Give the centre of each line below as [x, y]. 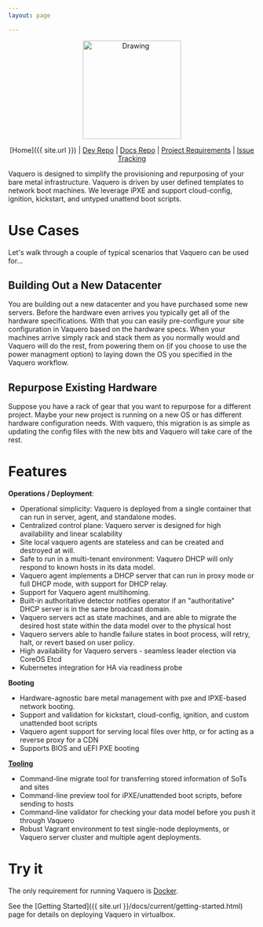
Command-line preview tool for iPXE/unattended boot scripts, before [131, 796]
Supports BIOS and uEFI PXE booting [79, 748]
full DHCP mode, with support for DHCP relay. [94, 584]
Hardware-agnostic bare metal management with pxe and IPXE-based [133, 698]
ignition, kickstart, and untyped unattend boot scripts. [95, 198]
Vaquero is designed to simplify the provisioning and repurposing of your [126, 173]
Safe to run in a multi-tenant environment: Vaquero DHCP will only [126, 559]
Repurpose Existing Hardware [83, 388]
